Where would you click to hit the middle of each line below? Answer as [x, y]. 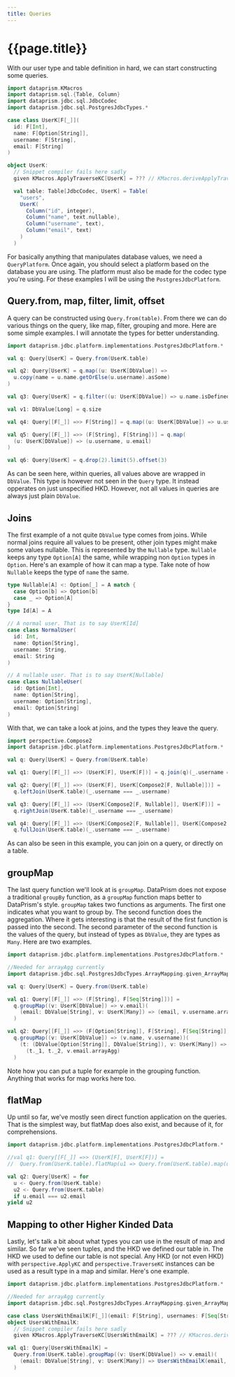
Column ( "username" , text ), [65, 224]
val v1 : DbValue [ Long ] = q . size [54, 409]
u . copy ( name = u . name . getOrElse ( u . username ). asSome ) [92, 378]
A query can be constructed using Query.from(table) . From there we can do [117, 318]
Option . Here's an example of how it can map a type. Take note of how [109, 564]
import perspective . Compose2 [50, 741]
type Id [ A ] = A [29, 611]
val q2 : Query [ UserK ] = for [48, 1177]
